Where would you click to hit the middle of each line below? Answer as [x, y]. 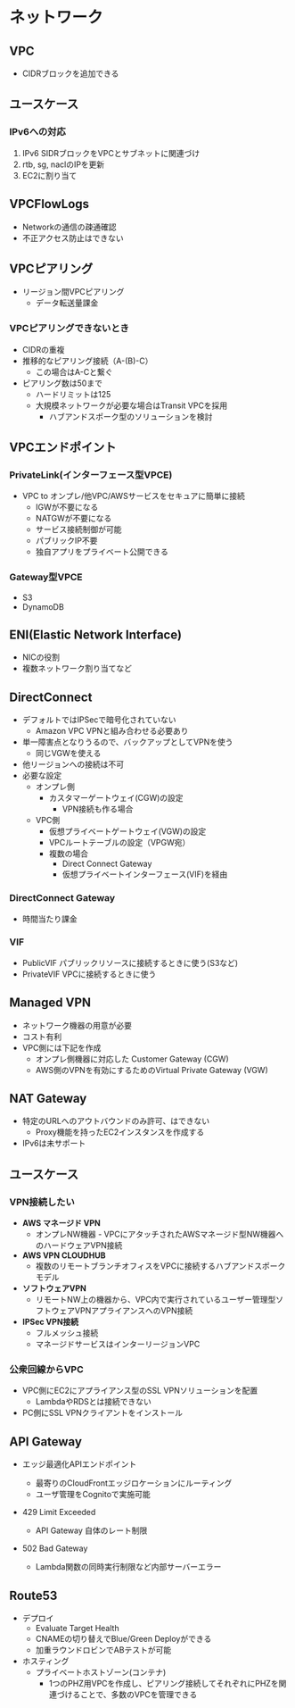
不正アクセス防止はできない [73, 237]
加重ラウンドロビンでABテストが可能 [103, 1650]
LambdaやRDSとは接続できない [93, 1402]
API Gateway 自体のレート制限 [91, 1530]
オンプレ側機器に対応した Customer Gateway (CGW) [132, 1059]
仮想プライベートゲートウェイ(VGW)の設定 [127, 831]
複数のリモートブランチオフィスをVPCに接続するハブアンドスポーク [160, 1266]
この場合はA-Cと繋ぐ [74, 371]
